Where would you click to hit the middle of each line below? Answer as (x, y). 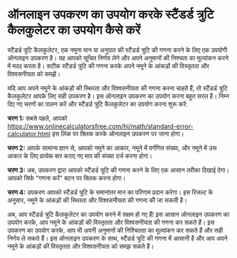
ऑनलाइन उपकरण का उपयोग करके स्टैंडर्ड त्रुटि (111, 15)
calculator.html (29, 133)
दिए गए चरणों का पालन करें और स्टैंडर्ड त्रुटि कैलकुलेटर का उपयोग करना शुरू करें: (98, 104)
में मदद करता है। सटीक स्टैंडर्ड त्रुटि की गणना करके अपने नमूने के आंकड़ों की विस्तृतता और (108, 66)
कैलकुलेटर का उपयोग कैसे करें (74, 30)
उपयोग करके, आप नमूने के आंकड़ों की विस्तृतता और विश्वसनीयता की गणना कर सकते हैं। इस (111, 222)
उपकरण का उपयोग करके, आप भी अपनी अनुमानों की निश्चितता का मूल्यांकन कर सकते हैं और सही (115, 230)
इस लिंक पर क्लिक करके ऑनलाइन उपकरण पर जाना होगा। (118, 133)
